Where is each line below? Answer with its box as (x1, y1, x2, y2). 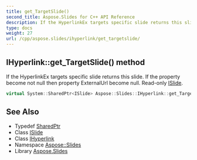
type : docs (6, 25, 33, 31)
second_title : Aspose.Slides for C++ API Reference (6, 14, 135, 20)
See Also (6, 107, 39, 117)
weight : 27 (6, 30, 33, 36)
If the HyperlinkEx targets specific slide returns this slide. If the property (6, 73, 181, 80)
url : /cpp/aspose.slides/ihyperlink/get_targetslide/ (6, 36, 141, 42)
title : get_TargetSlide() (6, 8, 69, 15)
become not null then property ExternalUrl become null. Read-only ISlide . (6, 79, 184, 86)
